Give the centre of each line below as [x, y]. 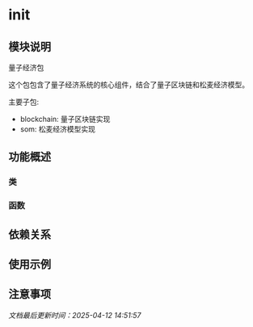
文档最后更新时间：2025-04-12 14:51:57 [75, 315]
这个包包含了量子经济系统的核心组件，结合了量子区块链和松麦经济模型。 [129, 85]
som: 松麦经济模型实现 [57, 129]
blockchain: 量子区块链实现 [65, 119]
